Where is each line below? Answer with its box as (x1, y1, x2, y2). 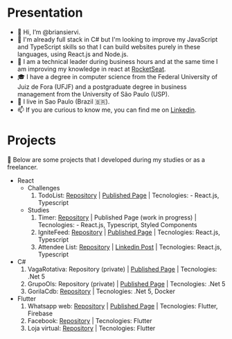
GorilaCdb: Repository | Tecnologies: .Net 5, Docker (27, 287, 175, 295)
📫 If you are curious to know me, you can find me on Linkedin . (17, 106, 197, 114)
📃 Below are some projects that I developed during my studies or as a (7, 155, 206, 164)
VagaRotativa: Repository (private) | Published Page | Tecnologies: (27, 265, 217, 273)
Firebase (27, 309, 53, 317)
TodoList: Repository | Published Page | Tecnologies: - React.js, (37, 191, 220, 199)
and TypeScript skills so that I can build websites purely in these (17, 42, 201, 51)
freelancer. (7, 163, 38, 171)
